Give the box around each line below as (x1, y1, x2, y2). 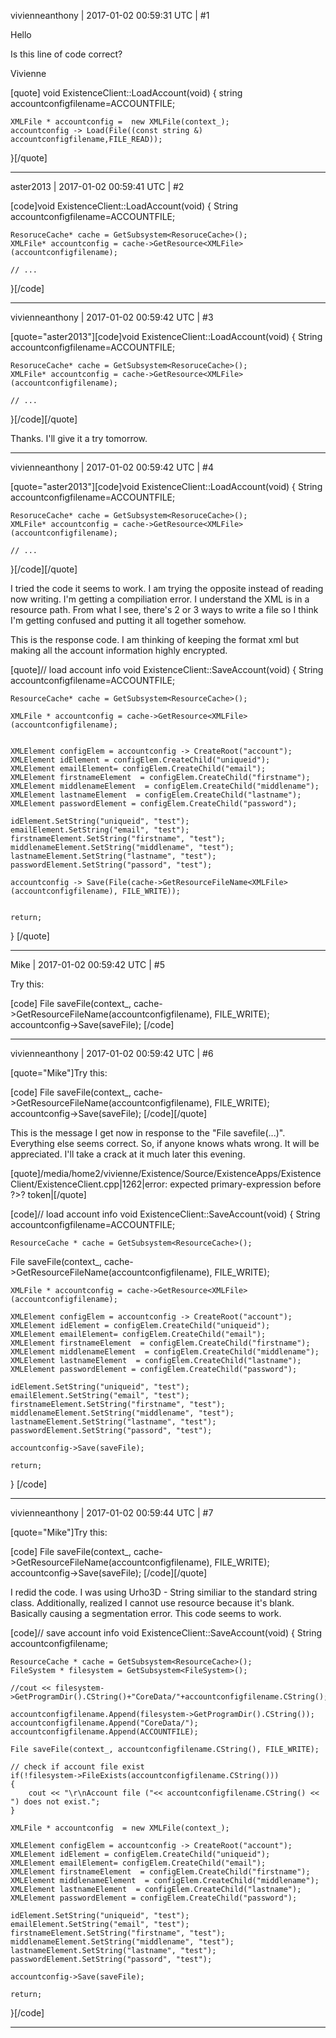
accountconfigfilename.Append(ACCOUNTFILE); (10, 1727, 199, 1737)
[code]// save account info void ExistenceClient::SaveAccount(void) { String (10, 1627, 323, 1639)
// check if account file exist (10, 1762, 145, 1772)
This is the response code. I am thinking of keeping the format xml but (10, 634, 300, 645)
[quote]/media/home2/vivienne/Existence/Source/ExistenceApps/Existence (10, 1168, 322, 1179)
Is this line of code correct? (10, 48, 123, 60)
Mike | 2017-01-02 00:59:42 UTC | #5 (10, 959, 166, 970)
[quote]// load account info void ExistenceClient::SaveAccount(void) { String (10, 664, 324, 675)
